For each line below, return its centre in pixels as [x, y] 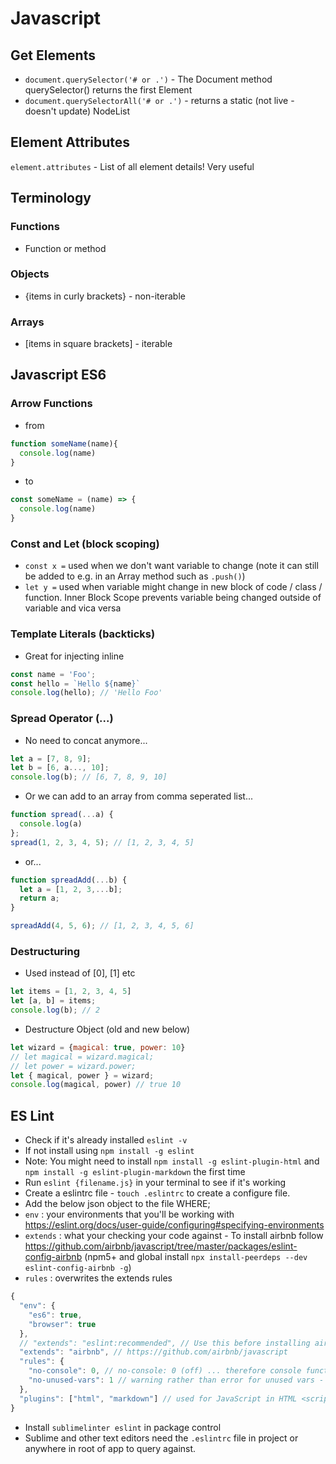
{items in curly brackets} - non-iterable [105, 296]
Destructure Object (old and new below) [107, 1029]
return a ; [39, 898]
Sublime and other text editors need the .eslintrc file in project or [161, 1438]
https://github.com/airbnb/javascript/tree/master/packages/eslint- [161, 1246]
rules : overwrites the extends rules [98, 1278]
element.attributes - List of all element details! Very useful [132, 166]
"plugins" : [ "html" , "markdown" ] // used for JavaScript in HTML [158, 1398]
